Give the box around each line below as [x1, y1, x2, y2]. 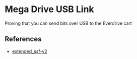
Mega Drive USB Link [5, 4, 94, 15]
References [5, 35, 42, 43]
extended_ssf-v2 [12, 48, 47, 54]
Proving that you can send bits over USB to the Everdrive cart [5, 20, 132, 26]
